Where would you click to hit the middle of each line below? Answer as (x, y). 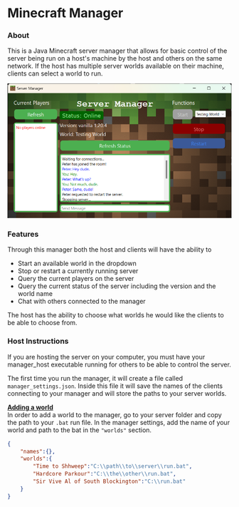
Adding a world (30, 407)
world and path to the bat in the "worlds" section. (79, 430)
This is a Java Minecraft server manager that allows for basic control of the (117, 51)
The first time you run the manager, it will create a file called (95, 378)
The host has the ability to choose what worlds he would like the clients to (116, 315)
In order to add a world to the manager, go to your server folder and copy (115, 414)
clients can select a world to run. (55, 73)
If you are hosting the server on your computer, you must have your (106, 357)
